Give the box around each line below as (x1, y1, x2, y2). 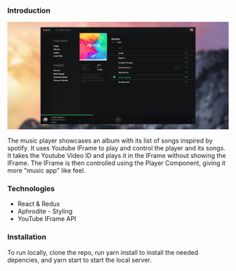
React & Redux (17, 199, 60, 209)
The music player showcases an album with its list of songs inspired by (7, 136, 213, 145)
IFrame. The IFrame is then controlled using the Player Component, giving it (7, 159, 226, 167)
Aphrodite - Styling (17, 207, 73, 216)
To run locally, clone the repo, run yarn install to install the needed (7, 248, 199, 256)
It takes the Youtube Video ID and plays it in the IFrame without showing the (7, 151, 226, 159)
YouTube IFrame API (17, 215, 77, 223)
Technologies (7, 183, 55, 193)
